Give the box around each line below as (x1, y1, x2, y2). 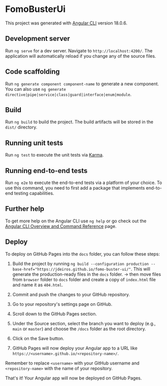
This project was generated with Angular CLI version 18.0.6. (5, 20, 128, 26)
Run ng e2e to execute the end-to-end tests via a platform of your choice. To (5, 180, 163, 186)
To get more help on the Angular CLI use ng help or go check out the (5, 218, 147, 224)
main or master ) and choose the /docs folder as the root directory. (12, 326, 146, 332)
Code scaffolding (5, 67, 60, 76)
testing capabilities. (14, 191, 54, 196)
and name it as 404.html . (12, 282, 63, 288)
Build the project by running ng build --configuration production (12, 260, 149, 266)
